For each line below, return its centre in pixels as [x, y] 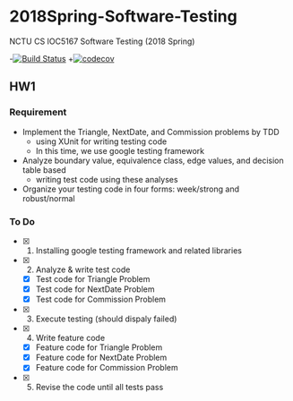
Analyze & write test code [83, 269]
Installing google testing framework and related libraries [138, 250]
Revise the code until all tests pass [99, 388]
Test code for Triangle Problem [93, 278]
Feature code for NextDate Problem [101, 358]
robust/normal [48, 198]
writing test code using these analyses [107, 179]
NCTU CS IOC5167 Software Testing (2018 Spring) [102, 41]
